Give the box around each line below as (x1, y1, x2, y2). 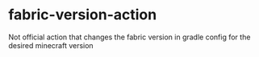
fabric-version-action (8, 6, 157, 24)
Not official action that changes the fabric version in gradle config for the (8, 32, 251, 42)
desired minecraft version (8, 40, 94, 50)
